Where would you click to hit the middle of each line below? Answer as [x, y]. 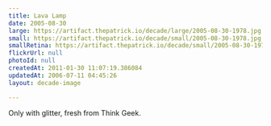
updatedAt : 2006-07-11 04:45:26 [63, 75]
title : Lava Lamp [38, 16]
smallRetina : [30, 46]
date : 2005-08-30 [38, 23]
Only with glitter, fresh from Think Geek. [75, 112]
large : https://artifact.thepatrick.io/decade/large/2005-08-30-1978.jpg [135, 30]
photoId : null [32, 61]
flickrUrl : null [35, 53]
